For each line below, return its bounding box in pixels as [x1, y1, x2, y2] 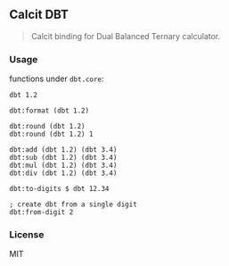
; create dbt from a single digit [9, 200, 138, 209]
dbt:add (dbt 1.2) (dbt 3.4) [9, 145, 118, 154]
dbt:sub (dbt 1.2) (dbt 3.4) [9, 154, 118, 162]
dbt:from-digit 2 [9, 208, 74, 217]
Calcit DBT [9, 7, 70, 22]
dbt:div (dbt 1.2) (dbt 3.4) [9, 169, 118, 178]
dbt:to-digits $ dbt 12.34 [9, 185, 110, 194]
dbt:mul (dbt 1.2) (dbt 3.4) [9, 161, 118, 170]
